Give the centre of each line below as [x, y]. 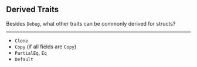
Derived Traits [33, 10]
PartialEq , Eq [30, 52]
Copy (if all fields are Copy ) [45, 47]
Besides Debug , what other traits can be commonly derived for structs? [91, 23]
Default [24, 59]
